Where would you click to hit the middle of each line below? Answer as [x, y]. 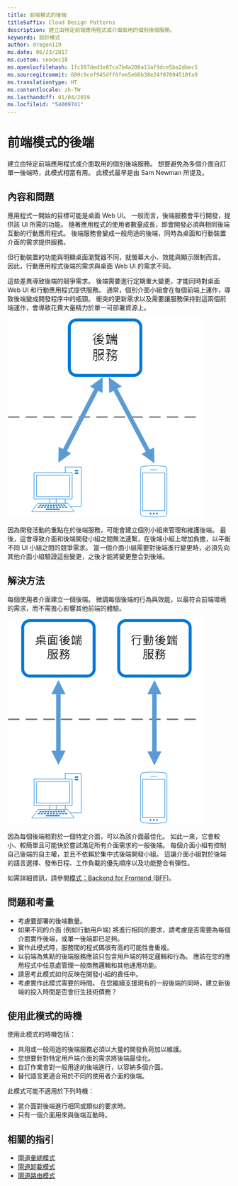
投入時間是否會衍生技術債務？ [74, 991]
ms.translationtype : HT [42, 82]
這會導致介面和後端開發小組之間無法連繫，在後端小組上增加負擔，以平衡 [125, 538]
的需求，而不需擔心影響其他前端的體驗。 [66, 608]
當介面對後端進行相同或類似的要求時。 [73, 1106]
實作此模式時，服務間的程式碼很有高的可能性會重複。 [95, 947]
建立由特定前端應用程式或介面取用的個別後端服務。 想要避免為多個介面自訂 [117, 164]
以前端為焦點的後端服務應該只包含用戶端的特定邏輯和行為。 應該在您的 [121, 956]
